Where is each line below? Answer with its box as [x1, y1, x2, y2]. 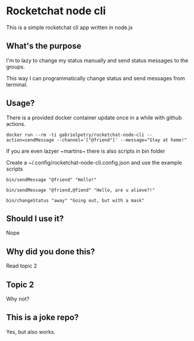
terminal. [6, 81, 28, 88]
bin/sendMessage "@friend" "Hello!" [6, 176, 97, 182]
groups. [6, 63, 26, 70]
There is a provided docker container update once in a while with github [6, 114, 182, 121]
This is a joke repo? [6, 312, 79, 323]
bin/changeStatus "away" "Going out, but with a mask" [6, 197, 145, 203]
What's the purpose [6, 41, 82, 51]
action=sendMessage [6, 137, 55, 143]
